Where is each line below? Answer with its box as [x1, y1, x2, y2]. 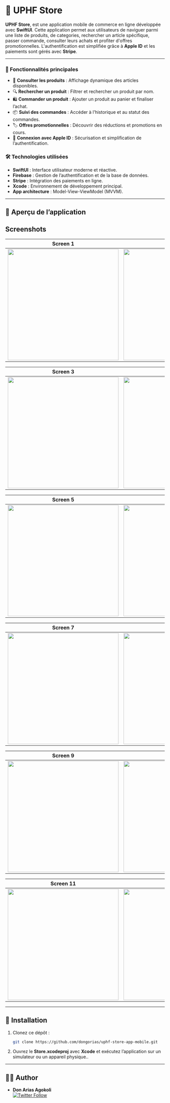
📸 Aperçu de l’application [5, 208, 86, 216]
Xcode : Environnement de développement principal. [12, 183, 123, 189]
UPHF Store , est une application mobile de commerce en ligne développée [5, 21, 161, 27]
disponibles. [12, 83, 38, 89]
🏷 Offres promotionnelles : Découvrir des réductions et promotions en [12, 122, 162, 129]
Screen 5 [52, 496, 74, 503]
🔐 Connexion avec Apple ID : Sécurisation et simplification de [12, 135, 142, 141]
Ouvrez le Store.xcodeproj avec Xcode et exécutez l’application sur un [12, 1049, 161, 1055]
